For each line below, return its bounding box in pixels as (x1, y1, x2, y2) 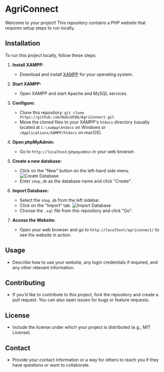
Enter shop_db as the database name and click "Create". (19, 178, 132, 184)
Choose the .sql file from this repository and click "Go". (19, 208, 133, 214)
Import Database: (12, 187, 49, 193)
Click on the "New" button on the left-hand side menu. (19, 167, 130, 173)
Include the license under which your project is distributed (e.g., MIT (12, 324, 151, 330)
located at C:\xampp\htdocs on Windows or (19, 124, 106, 130)
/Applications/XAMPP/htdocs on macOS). (19, 129, 102, 135)
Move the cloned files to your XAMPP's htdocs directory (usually (19, 119, 150, 125)
